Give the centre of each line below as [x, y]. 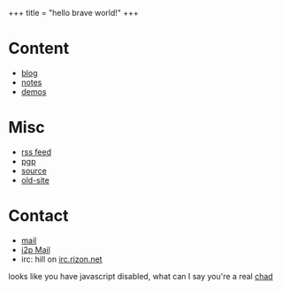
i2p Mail [35, 249]
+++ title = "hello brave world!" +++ [73, 13]
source [34, 171]
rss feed [36, 152]
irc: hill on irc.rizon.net [61, 259]
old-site [35, 179]
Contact [38, 216]
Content [39, 49]
